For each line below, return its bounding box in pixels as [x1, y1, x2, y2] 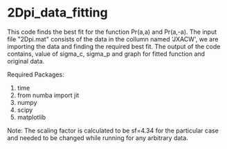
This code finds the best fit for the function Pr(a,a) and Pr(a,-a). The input [7, 28, 217, 36]
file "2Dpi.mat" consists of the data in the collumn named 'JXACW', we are [7, 34, 219, 43]
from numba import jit [17, 91, 80, 99]
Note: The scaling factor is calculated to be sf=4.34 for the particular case [7, 126, 219, 135]
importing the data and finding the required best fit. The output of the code [7, 42, 221, 50]
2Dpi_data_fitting [7, 5, 109, 21]
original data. [7, 57, 45, 65]
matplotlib [17, 112, 46, 121]
